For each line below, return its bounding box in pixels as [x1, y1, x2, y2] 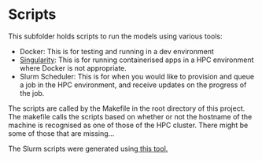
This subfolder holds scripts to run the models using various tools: [8, 31, 223, 41]
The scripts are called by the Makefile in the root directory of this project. [8, 104, 245, 113]
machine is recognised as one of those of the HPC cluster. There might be [8, 120, 249, 130]
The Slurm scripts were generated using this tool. [8, 144, 168, 153]
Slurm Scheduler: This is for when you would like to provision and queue [19, 71, 254, 81]
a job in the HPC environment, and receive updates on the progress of [19, 80, 247, 90]
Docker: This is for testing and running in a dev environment [19, 46, 215, 56]
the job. [19, 88, 45, 97]
